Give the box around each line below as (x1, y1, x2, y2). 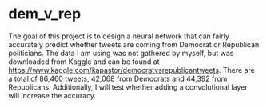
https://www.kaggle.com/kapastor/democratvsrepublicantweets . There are (8, 65, 256, 74)
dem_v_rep (8, 5, 82, 23)
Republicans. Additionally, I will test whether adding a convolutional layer (8, 82, 248, 92)
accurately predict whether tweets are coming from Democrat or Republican (8, 39, 260, 49)
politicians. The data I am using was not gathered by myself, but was (8, 48, 234, 58)
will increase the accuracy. (8, 90, 97, 100)
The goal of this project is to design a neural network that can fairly (8, 31, 230, 41)
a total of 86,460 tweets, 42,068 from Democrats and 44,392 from (8, 74, 228, 83)
